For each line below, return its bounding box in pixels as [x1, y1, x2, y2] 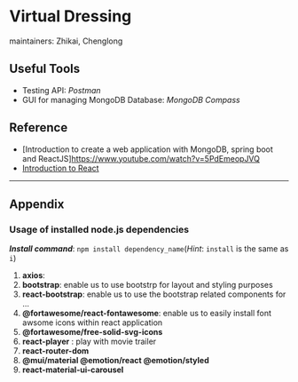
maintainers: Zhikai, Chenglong [9, 36, 123, 46]
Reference [9, 120, 68, 135]
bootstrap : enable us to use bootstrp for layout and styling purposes [21, 280, 273, 290]
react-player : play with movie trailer [21, 336, 157, 347]
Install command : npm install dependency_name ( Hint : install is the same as [9, 243, 289, 254]
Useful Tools [9, 61, 81, 76]
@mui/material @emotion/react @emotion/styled [21, 355, 210, 366]
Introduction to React [21, 163, 99, 173]
